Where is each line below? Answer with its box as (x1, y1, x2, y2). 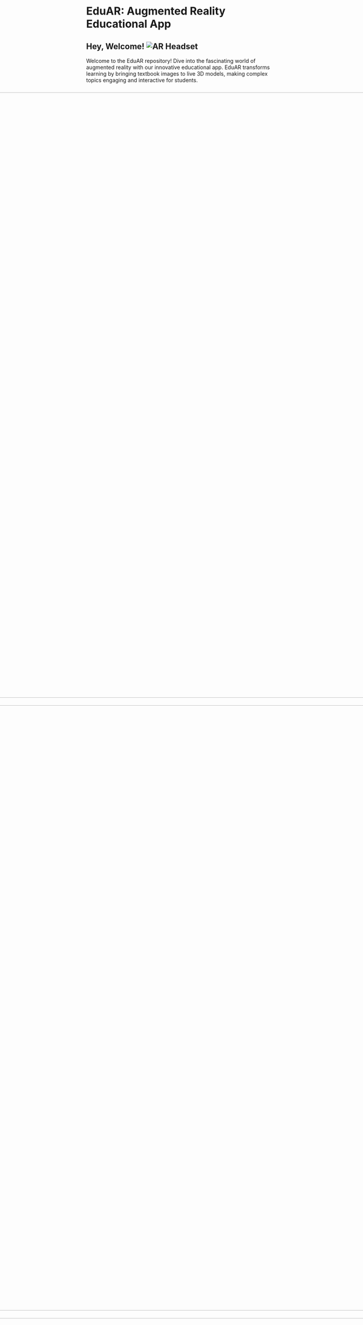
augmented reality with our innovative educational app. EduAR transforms (86, 64, 270, 71)
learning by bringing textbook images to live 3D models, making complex (86, 70, 268, 77)
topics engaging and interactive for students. (86, 77, 198, 84)
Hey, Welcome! (86, 41, 145, 51)
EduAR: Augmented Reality (86, 4, 226, 18)
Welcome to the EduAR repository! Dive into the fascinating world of (86, 58, 256, 64)
